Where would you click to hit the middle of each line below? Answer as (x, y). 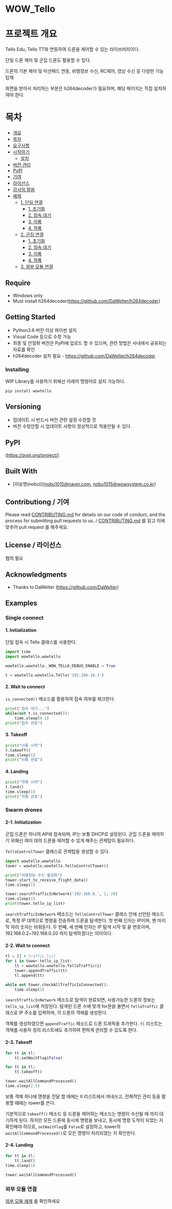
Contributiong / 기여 (37, 502)
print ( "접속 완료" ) (24, 723)
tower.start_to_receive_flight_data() (47, 880)
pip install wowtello (28, 391)
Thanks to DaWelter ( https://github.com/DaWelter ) (66, 587)
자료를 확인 (24, 349)
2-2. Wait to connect (28, 945)
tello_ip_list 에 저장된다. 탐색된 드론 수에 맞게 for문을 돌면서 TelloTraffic (82, 1006)
